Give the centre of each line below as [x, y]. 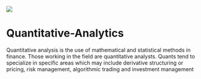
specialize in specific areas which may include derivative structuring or [95, 63]
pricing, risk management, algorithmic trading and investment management [100, 69]
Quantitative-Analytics [65, 33]
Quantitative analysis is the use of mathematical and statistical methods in [98, 50]
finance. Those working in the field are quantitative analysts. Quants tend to [101, 56]
